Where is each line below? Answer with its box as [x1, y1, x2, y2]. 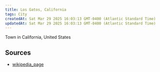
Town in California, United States [5, 34, 71, 40]
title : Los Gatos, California [5, 7, 67, 12]
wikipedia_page [12, 62, 44, 68]
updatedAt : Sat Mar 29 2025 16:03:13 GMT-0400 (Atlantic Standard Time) [5, 21, 156, 26]
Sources [5, 48, 31, 57]
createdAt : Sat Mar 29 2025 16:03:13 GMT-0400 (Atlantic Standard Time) [5, 16, 156, 21]
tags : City [5, 12, 27, 17]
